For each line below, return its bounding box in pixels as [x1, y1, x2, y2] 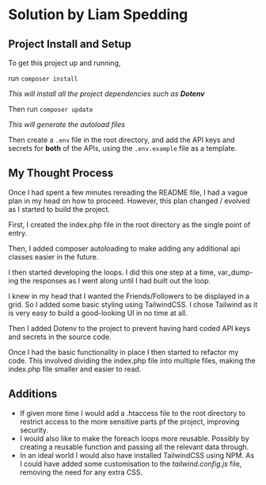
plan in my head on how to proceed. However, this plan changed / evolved [8, 196, 251, 206]
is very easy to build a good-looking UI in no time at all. [8, 308, 188, 318]
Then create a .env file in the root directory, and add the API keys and [8, 135, 235, 144]
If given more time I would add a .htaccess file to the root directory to [19, 408, 245, 418]
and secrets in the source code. [8, 332, 112, 341]
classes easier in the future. [8, 252, 99, 261]
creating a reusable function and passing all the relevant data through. [19, 442, 249, 452]
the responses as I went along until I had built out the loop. [20, 275, 211, 285]
